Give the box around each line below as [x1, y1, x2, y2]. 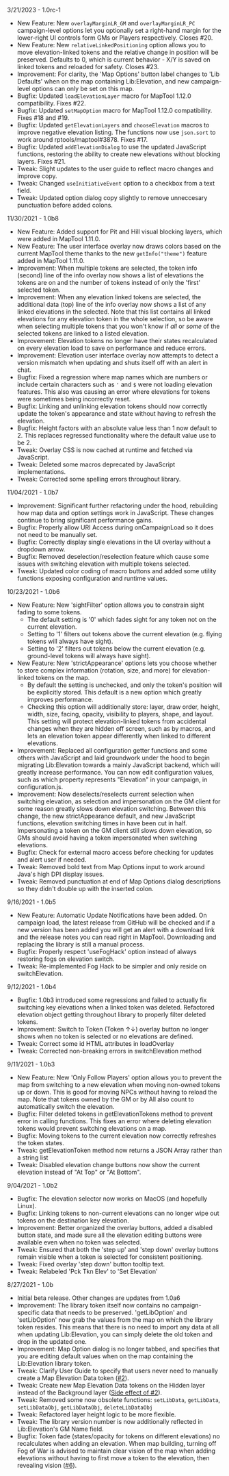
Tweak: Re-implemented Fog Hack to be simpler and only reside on [16, 962, 207, 970]
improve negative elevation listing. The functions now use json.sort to [16, 128, 216, 136]
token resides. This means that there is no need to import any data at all [16, 1323, 219, 1331]
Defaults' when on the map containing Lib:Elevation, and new [16, 77, 190, 85]
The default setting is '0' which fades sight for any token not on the [27, 616, 217, 623]
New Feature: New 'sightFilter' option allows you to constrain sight [16, 601, 204, 609]
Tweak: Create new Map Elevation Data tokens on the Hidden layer [16, 1381, 205, 1389]
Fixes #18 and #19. [16, 114, 70, 122]
